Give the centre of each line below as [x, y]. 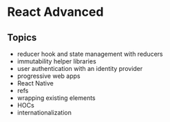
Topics [22, 38]
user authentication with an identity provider [80, 69]
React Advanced [55, 12]
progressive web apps [49, 76]
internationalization [44, 112]
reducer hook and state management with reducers [90, 54]
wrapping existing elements [56, 98]
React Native [35, 83]
